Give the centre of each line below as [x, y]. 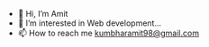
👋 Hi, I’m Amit [43, 14]
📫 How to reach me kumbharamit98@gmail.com [109, 33]
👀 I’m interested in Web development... [90, 23]
